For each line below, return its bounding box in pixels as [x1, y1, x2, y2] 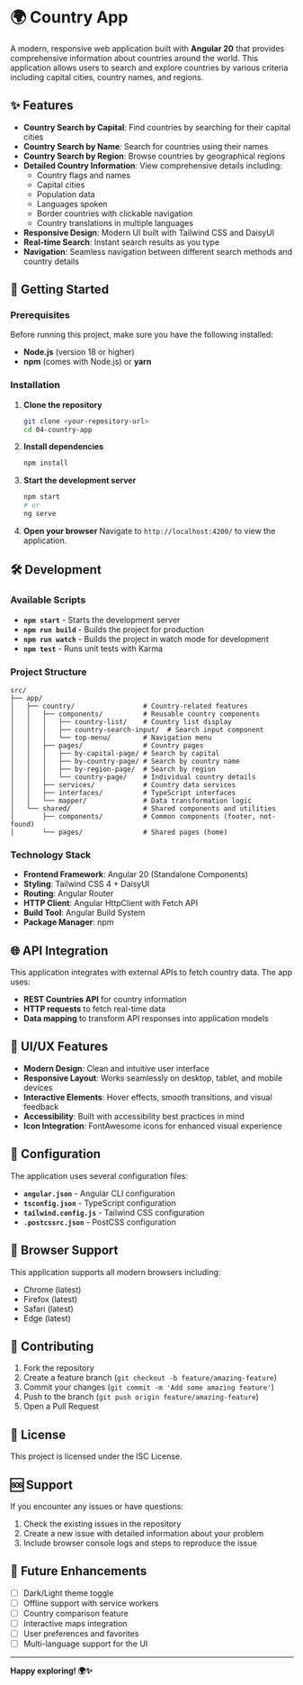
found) [10, 820, 35, 829]
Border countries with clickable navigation [36, 208, 193, 219]
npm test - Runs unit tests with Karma [22, 643, 164, 654]
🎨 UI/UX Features [10, 1039, 109, 1055]
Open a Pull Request [22, 1401, 100, 1412]
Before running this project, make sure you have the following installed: [10, 330, 273, 340]
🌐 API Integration [10, 943, 109, 958]
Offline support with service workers [22, 1598, 159, 1608]
